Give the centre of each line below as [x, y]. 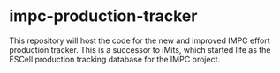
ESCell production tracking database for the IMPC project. [115, 59]
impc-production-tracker [103, 16]
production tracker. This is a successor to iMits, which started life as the [140, 49]
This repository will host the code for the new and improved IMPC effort [140, 40]
